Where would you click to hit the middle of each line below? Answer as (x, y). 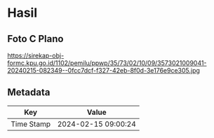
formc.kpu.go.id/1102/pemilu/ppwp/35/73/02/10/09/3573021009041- (107, 63)
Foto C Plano (35, 39)
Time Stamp (31, 124)
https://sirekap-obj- (36, 55)
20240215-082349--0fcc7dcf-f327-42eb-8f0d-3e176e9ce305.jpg (103, 70)
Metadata (29, 92)
